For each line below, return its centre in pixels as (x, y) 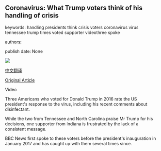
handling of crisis (32, 16)
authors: (13, 42)
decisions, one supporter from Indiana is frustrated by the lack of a (72, 124)
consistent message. (26, 129)
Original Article (20, 80)
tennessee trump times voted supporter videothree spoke (63, 32)
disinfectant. (17, 109)
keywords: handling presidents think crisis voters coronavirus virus (72, 27)
